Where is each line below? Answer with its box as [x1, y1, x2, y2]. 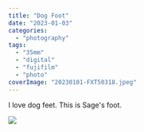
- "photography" [15, 33, 69, 42]
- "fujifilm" [15, 64, 59, 72]
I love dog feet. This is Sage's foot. [8, 100, 122, 110]
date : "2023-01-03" [8, 19, 73, 27]
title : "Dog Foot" [8, 11, 69, 20]
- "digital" [15, 56, 56, 64]
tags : [8, 41, 26, 49]
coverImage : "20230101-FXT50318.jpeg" [8, 78, 137, 86]
